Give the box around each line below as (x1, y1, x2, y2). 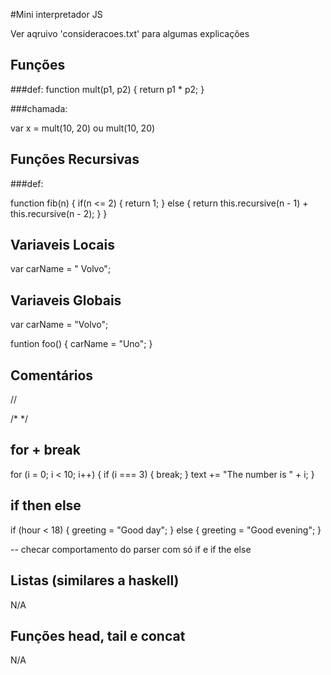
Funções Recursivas (10, 151, 140, 168)
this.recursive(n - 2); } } (10, 207, 108, 219)
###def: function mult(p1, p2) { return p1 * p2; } (10, 83, 205, 95)
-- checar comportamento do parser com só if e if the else (10, 543, 252, 555)
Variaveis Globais (10, 292, 122, 309)
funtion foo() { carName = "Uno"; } (10, 338, 153, 350)
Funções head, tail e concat (10, 627, 186, 644)
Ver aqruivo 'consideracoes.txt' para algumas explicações (10, 28, 250, 39)
